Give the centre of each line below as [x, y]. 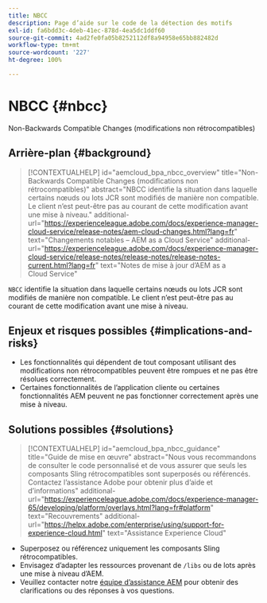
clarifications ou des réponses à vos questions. [97, 591]
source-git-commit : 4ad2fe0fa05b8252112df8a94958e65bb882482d [113, 38]
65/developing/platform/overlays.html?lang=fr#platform [119, 508]
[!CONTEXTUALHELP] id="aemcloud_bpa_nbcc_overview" [124, 172]
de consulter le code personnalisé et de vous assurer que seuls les [137, 466]
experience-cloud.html [65, 533]
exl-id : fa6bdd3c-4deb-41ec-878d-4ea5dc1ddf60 [87, 30]
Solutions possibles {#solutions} [91, 429]
